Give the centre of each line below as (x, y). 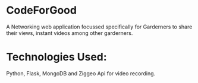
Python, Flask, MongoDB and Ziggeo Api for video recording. (81, 73)
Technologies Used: (56, 57)
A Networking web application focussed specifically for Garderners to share (99, 27)
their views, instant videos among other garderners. (70, 33)
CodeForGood (42, 10)
